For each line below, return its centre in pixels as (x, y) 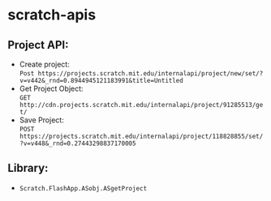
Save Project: (41, 120)
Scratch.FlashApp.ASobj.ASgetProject (83, 188)
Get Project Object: (51, 88)
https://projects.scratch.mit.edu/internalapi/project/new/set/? (151, 74)
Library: (28, 168)
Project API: (38, 45)
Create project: (44, 64)
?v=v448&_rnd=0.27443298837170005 (77, 143)
